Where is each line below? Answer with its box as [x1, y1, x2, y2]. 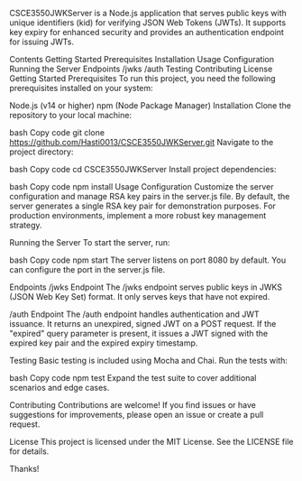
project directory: [9, 146, 74, 157]
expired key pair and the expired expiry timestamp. [9, 338, 198, 348]
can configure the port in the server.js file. [9, 264, 166, 274]
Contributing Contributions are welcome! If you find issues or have [9, 400, 257, 410]
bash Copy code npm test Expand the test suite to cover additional [9, 373, 257, 383]
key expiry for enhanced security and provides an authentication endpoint [9, 27, 284, 37]
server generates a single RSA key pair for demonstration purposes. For [9, 200, 277, 211]
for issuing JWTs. [9, 36, 75, 47]
